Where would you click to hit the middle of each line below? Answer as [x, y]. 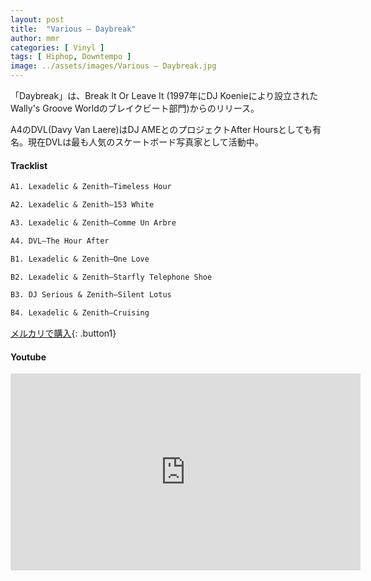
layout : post [37, 19]
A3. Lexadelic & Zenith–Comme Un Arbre [93, 222]
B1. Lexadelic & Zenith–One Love [80, 259]
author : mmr [35, 38]
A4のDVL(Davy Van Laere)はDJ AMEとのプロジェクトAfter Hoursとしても [161, 129]
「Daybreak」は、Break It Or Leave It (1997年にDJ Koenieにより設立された [164, 95]
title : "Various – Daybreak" [73, 29]
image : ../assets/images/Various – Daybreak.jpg [113, 66]
